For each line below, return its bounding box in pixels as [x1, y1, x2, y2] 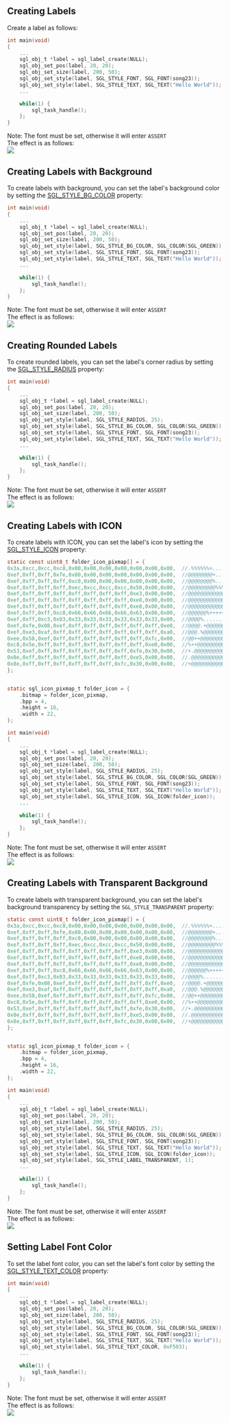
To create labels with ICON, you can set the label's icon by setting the [7, 538, 203, 546]
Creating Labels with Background [7, 166, 153, 177]
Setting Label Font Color [7, 1241, 112, 1253]
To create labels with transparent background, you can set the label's [7, 895, 203, 904]
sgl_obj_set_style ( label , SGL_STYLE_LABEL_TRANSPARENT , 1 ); [19, 1157, 194, 1164]
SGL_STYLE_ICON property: [7, 545, 87, 554]
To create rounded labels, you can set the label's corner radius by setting [7, 358, 214, 366]
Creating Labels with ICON [7, 520, 123, 532]
